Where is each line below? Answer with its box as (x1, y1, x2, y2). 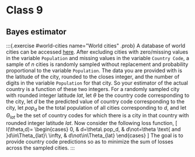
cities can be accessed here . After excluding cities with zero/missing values (6, 48, 189, 55)
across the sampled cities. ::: (6, 144, 75, 151)
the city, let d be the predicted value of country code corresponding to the (6, 98, 185, 105)
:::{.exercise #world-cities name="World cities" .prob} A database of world (6, 42, 186, 49)
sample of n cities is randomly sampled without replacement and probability (6, 61, 189, 68)
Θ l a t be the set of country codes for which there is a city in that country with (6, 111, 189, 120)
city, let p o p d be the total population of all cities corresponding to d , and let (6, 104, 187, 113)
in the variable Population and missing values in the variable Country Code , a (6, 55, 190, 61)
